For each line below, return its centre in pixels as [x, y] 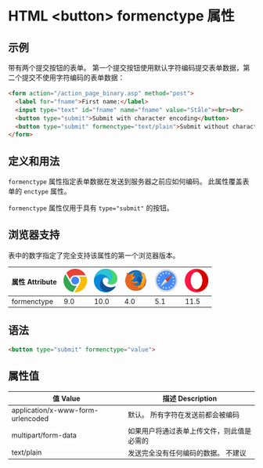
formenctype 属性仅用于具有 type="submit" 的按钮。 [91, 208]
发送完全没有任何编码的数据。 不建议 [187, 452]
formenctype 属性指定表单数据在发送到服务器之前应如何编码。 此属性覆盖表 [129, 182]
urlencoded [30, 419]
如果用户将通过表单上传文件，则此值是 [190, 430]
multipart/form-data [44, 435]
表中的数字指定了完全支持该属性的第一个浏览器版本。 [94, 255]
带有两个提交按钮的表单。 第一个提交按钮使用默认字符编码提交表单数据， [126, 68]
